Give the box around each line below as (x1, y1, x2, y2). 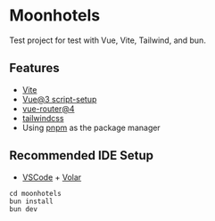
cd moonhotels (9, 189, 62, 198)
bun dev (9, 204, 38, 214)
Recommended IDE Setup (9, 148, 154, 163)
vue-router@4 (21, 103, 75, 114)
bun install (9, 197, 54, 206)
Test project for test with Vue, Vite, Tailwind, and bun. (9, 35, 207, 45)
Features (9, 61, 60, 76)
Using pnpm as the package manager (21, 122, 161, 133)
